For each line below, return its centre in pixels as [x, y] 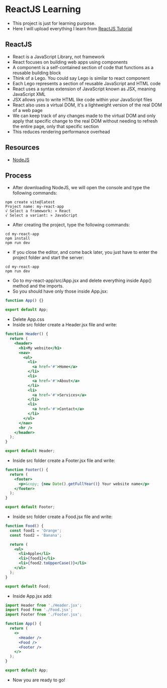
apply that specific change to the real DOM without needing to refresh [85, 121]
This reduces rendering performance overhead [61, 132]
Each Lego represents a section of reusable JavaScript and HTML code [87, 83]
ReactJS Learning [43, 9]
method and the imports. [38, 286]
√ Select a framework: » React [38, 211]
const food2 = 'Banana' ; [36, 535]
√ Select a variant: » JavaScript [41, 215]
